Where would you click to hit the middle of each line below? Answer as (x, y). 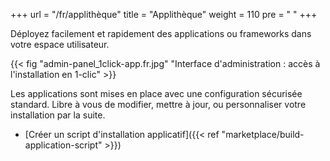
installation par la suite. (58, 115)
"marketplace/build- (263, 134)
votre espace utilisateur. (60, 44)
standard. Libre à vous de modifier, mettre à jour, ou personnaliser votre (158, 104)
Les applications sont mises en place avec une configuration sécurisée (156, 93)
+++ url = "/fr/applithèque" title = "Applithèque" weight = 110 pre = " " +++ (164, 14)
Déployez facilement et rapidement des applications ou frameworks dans (161, 33)
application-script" (63, 145)
